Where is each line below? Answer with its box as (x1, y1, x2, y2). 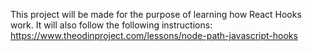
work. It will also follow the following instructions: (10, 19, 213, 31)
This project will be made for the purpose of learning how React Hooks (10, 9, 302, 20)
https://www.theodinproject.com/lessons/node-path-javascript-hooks (10, 30, 298, 41)
